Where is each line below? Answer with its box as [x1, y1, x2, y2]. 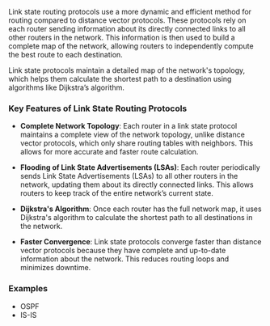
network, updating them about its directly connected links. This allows [19, 180, 254, 189]
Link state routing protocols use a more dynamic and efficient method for [8, 7, 252, 16]
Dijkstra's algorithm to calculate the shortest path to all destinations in [19, 213, 253, 222]
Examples [8, 283, 49, 294]
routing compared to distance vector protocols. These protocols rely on [8, 15, 247, 25]
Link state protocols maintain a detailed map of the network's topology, [8, 66, 246, 75]
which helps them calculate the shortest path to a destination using [8, 74, 232, 83]
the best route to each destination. [8, 50, 123, 59]
